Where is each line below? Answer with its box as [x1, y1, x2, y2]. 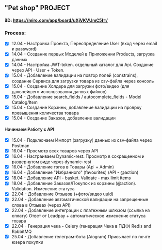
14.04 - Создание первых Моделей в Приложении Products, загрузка [11, 51, 155, 57]
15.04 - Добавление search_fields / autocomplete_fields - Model [11, 94, 142, 100]
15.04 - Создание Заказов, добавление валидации [11, 115, 116, 121]
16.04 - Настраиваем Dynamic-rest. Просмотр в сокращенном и [11, 153, 145, 159]
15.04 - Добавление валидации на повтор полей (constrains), [11, 72, 138, 78]
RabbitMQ [11, 228, 32, 234]
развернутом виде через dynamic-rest [11, 159, 92, 165]
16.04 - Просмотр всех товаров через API [11, 148, 98, 154]
